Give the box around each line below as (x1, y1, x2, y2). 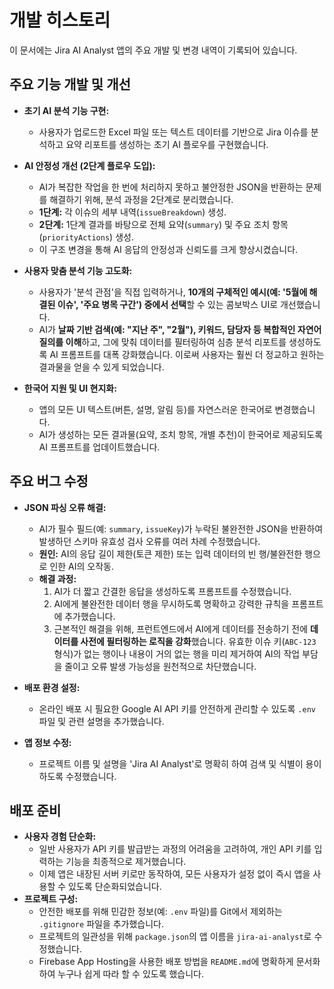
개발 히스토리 (9, 9, 111, 32)
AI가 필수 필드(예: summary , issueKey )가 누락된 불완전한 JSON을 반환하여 (38, 522, 324, 535)
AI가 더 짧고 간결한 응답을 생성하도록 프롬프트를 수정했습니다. (53, 585, 292, 597)
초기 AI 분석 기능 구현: (23, 104, 110, 116)
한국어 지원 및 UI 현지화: (23, 382, 117, 394)
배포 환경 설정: (23, 681, 81, 693)
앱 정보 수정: (23, 736, 72, 748)
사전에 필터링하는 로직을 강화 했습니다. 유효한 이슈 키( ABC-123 (80, 635, 317, 647)
